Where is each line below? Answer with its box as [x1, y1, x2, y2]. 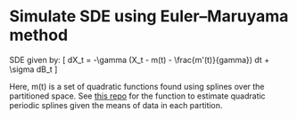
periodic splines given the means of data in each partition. [9, 99, 223, 110]
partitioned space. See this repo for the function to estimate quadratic [9, 91, 266, 101]
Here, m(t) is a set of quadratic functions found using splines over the [9, 81, 265, 91]
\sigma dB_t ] [9, 64, 58, 75]
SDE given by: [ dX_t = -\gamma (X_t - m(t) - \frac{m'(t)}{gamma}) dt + [9, 54, 270, 65]
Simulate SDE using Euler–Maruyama [9, 6, 289, 27]
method [9, 25, 69, 45]
